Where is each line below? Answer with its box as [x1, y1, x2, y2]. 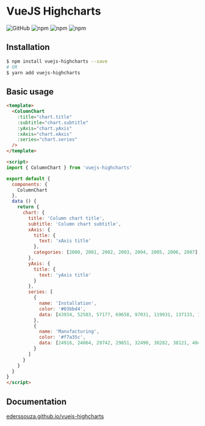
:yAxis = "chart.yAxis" [17, 125, 72, 132]
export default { [6, 176, 51, 182]
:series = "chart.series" [17, 137, 78, 143]
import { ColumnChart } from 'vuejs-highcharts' [6, 165, 132, 171]
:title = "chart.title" [17, 114, 72, 120]
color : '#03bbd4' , [38, 306, 86, 312]
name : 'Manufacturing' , [38, 328, 99, 335]
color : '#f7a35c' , [38, 334, 86, 341]
